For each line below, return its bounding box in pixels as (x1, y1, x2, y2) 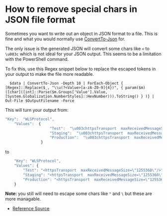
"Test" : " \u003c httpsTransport (49, 126, 117, 131)
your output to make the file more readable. (5, 71, 94, 77)
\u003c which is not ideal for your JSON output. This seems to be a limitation (5, 51, 162, 57)
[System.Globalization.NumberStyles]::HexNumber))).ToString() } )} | (5, 94, 155, 99)
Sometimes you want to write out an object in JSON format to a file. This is (5, 30, 158, 36)
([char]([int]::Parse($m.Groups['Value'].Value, (5, 89, 108, 94)
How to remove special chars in (5, 3, 138, 15)
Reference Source (12, 206, 50, 212)
